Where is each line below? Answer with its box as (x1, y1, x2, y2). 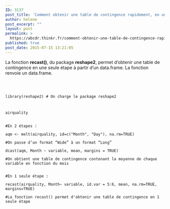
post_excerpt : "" (5, 21, 42, 27)
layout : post (5, 26, 33, 31)
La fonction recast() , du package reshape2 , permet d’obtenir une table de (5, 59, 160, 65)
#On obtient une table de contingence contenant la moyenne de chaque (5, 156, 157, 161)
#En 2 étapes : (5, 124, 37, 129)
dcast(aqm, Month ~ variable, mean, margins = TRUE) (5, 148, 119, 154)
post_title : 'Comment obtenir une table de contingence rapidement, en (5, 12, 159, 17)
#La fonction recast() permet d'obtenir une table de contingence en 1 (5, 194, 159, 199)
